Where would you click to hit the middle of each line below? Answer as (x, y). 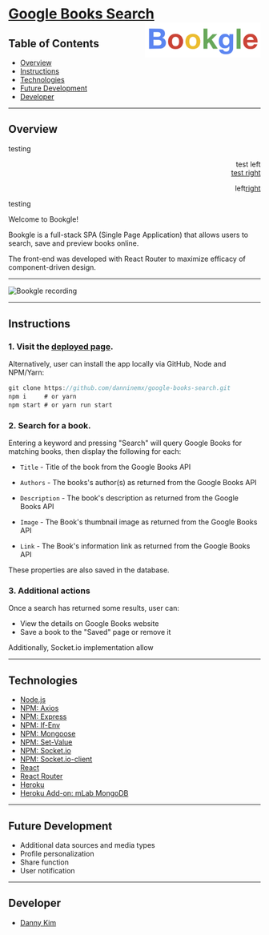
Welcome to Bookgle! (43, 219)
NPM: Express (43, 716)
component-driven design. (52, 267)
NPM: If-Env (40, 725)
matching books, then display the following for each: (95, 451)
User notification (47, 871)
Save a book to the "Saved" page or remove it (95, 632)
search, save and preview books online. (74, 243)
